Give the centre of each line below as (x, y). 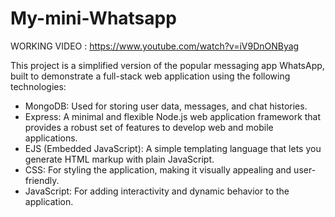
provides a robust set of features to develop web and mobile (149, 127)
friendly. (42, 180)
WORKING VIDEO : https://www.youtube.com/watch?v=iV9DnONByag (155, 46)
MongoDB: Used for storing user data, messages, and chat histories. (166, 106)
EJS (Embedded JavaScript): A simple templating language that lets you (173, 148)
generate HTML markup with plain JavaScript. (119, 159)
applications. (51, 138)
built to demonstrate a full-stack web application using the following (150, 76)
